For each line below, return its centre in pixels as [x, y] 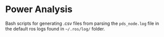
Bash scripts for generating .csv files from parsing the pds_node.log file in [82, 23]
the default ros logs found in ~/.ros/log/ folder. [55, 28]
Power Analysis [39, 9]
